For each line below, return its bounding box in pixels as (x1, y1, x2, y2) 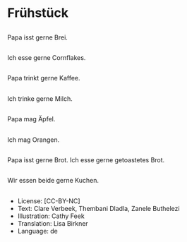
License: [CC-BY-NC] (17, 196, 80, 205)
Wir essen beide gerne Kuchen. (7, 176, 99, 185)
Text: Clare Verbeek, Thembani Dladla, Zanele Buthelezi (17, 204, 180, 212)
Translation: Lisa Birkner (17, 219, 88, 227)
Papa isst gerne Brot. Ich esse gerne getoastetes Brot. (7, 155, 165, 164)
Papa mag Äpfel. (7, 115, 56, 123)
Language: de (17, 226, 59, 235)
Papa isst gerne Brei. (7, 33, 68, 42)
